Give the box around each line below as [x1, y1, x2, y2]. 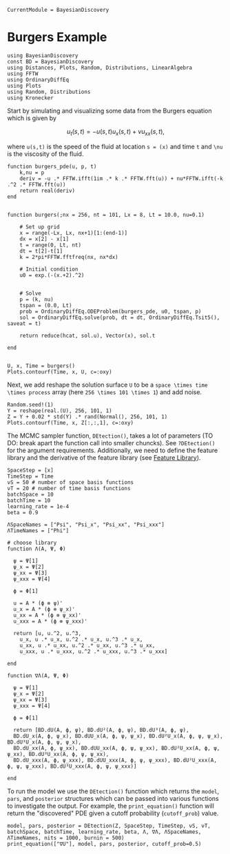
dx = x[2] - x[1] [19, 235, 70, 242]
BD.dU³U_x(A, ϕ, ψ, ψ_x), [7, 739, 81, 746]
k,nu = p [19, 169, 45, 176]
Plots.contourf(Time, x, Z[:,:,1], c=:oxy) [7, 419, 134, 426]
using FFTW [7, 70, 39, 77]
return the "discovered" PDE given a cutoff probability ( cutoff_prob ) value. [7, 808, 219, 817]
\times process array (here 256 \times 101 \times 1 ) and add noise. [7, 387, 202, 396]
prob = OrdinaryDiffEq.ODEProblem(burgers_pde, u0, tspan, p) [19, 308, 202, 315]
